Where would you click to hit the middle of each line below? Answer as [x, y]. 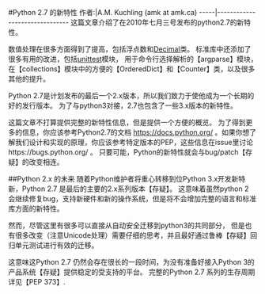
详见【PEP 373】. [37, 282]
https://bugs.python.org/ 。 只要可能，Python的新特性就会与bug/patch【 [127, 152]
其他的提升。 [29, 79]
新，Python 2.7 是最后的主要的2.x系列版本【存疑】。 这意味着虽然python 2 [129, 189]
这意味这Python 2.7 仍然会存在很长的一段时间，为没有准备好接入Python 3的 [131, 262]
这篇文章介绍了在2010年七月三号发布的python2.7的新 [157, 22]
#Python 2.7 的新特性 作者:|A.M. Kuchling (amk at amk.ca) [103, 12]
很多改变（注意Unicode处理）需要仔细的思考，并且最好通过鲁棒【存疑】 [132, 235]
